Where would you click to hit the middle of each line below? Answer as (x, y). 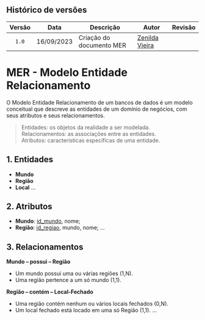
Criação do (94, 37)
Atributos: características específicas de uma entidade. (91, 140)
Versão (20, 27)
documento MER (102, 45)
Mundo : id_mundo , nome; (48, 221)
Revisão (184, 27)
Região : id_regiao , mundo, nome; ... (60, 228)
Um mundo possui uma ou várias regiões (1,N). (74, 273)
